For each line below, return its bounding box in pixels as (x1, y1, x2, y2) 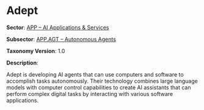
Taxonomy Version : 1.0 (6, 47, 65, 55)
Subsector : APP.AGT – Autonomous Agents (6, 35, 116, 43)
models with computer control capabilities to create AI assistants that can (6, 83, 191, 91)
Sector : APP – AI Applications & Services (6, 24, 109, 31)
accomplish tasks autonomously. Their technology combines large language (6, 77, 199, 84)
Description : (6, 59, 38, 66)
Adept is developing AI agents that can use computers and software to (6, 70, 184, 78)
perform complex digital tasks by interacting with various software (6, 90, 173, 97)
